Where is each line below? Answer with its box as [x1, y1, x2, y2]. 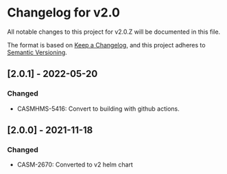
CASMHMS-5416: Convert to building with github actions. [16, 105, 180, 113]
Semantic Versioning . [7, 48, 67, 56]
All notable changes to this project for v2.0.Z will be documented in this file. [7, 28, 221, 36]
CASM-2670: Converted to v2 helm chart [16, 160, 134, 169]
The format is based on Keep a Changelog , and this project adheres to [7, 41, 206, 49]
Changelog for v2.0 [7, 5, 120, 21]
